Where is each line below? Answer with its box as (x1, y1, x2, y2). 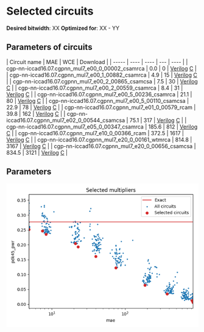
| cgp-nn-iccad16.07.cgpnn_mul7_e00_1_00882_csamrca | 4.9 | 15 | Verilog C (6, 71, 198, 79)
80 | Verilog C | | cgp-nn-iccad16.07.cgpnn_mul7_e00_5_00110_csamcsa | (6, 97, 189, 104)
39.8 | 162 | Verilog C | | (6, 110, 66, 117)
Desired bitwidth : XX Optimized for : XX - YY (6, 24, 120, 32)
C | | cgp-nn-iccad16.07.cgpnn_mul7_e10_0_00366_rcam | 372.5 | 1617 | (6, 129, 185, 136)
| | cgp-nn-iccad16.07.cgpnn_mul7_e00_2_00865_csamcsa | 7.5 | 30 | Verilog (6, 77, 198, 85)
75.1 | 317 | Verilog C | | (129, 116, 187, 124)
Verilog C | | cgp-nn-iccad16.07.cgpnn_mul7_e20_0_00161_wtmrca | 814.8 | (6, 136, 192, 143)
